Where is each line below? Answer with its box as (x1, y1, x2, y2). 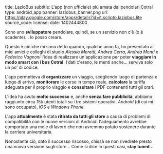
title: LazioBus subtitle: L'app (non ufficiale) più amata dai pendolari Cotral (5, 4, 153, 10)
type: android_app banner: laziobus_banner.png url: (5, 9, 109, 15)
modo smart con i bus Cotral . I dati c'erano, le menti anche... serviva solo (5, 59, 153, 65)
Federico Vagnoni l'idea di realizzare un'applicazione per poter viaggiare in (5, 54, 157, 60)
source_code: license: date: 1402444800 (5, 19, 88, 25)
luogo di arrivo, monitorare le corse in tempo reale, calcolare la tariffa (5, 79, 146, 85)
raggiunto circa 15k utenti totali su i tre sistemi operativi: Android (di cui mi (5, 99, 153, 104)
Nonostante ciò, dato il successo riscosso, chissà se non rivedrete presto (5, 138, 152, 144)
